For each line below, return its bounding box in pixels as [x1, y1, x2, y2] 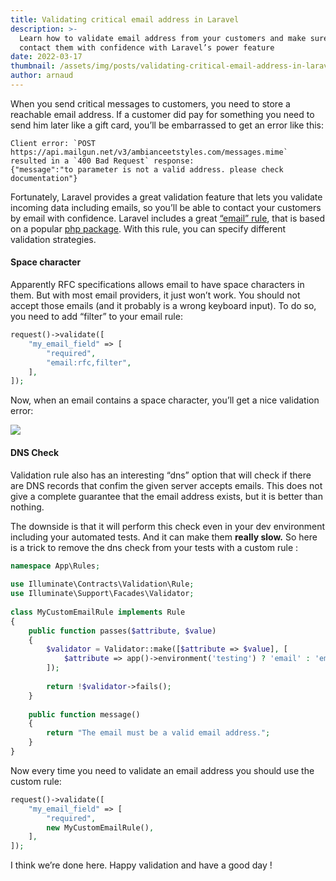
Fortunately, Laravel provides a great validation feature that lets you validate [10, 191, 323, 203]
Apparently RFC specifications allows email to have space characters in [10, 279, 305, 291]
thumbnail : [10, 61, 56, 71]
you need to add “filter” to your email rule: [10, 311, 183, 323]
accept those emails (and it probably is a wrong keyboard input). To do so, [10, 300, 317, 312]
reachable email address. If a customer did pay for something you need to [10, 108, 315, 120]
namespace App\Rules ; [10, 561, 101, 571]
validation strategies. [10, 233, 97, 245]
